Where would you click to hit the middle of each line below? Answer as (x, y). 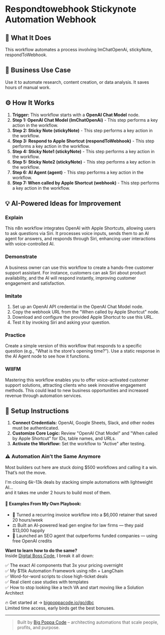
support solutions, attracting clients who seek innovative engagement (76, 385)
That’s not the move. (26, 472)
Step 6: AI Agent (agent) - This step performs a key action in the (78, 172)
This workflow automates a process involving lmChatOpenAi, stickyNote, (79, 50)
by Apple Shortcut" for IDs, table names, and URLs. (64, 438)
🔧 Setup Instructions (37, 411)
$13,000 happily (28, 530)
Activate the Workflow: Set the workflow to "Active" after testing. (79, 444)
